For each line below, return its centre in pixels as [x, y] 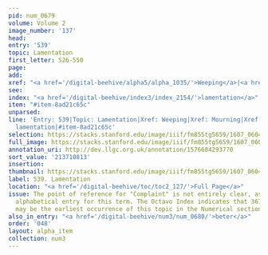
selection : [26, 134]
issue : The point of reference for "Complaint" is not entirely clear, [130, 194]
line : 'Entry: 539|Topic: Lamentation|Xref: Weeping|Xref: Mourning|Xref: [135, 120]
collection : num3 [37, 239]
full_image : [28, 142]
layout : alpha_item [41, 231]
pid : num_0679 [32, 16]
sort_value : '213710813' [49, 157]
